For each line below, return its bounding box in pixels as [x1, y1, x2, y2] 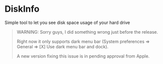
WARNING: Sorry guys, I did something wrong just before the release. [16, 29, 159, 35]
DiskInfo [4, 3, 40, 15]
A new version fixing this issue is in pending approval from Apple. [16, 53, 150, 59]
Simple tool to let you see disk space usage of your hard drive [4, 20, 130, 25]
